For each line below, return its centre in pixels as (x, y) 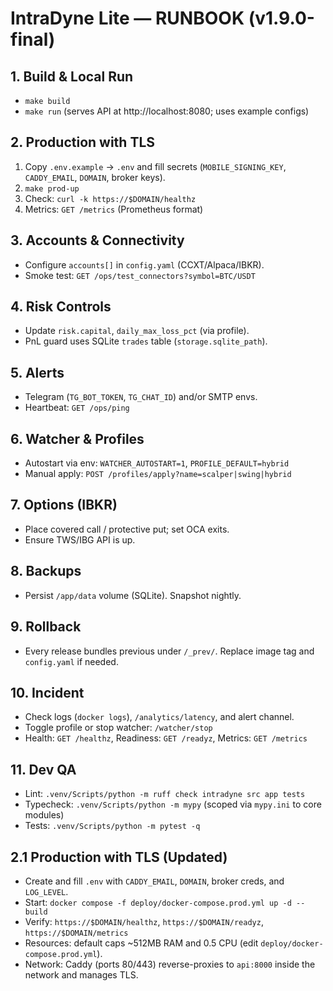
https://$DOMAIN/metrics (76, 933)
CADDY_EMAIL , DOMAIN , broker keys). (95, 177)
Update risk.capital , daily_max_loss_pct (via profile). (137, 331)
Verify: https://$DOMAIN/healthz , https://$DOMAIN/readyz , (144, 921)
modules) (44, 815)
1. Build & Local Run (72, 76)
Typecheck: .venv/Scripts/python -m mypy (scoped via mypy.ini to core (173, 804)
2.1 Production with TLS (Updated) (119, 857)
